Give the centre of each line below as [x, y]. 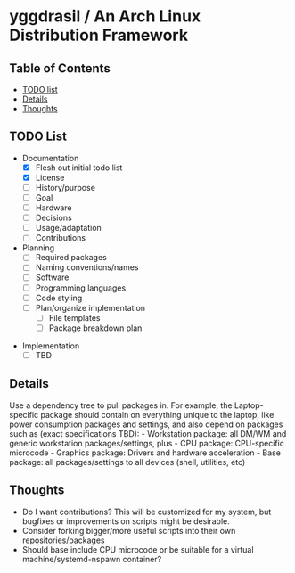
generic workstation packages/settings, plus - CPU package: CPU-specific [147, 443]
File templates [74, 317]
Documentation [50, 158]
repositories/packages [63, 540]
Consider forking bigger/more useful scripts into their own [129, 530]
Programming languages [81, 288]
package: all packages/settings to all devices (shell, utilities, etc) [127, 462]
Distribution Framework [99, 35]
